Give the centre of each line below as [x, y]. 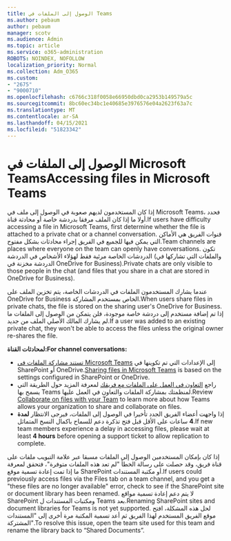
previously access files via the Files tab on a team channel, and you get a [111, 479]
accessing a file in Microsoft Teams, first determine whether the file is [106, 227]
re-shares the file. [32, 336]
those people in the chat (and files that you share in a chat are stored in [109, 271]
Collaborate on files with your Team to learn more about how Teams [113, 399]
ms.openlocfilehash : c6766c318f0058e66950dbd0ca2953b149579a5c [100, 98]
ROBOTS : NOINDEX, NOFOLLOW [46, 59]
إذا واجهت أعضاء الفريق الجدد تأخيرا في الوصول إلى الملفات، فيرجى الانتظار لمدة [121, 414]
